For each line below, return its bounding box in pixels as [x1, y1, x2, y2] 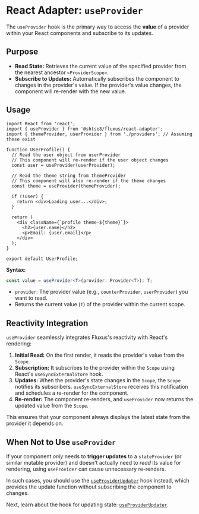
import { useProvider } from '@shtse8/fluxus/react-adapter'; [6, 126, 163, 132]
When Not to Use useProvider [6, 437, 116, 447]
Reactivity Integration [6, 318, 89, 328]
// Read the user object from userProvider [11, 152, 121, 158]
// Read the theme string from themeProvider [11, 173, 127, 179]
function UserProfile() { [6, 147, 70, 153]
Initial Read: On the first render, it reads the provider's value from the [14, 351, 185, 359]
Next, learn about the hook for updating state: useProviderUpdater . [6, 501, 169, 508]
